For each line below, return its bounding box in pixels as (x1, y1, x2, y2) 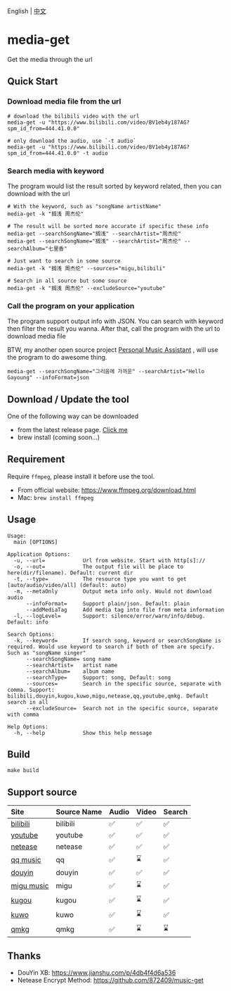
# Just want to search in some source (7, 257, 121, 265)
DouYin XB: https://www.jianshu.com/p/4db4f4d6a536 (17, 968, 176, 977)
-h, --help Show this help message (13, 729, 152, 736)
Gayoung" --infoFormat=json (7, 374, 90, 381)
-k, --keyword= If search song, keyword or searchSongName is (13, 637, 221, 644)
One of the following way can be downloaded (7, 412, 139, 421)
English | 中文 (7, 7, 47, 15)
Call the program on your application (7, 301, 135, 310)
